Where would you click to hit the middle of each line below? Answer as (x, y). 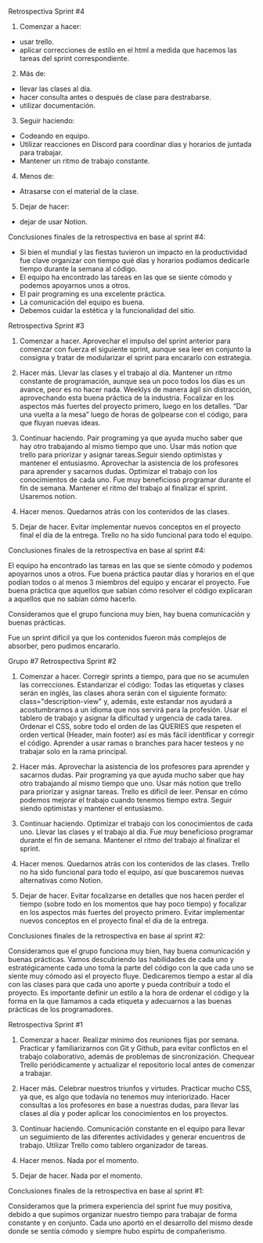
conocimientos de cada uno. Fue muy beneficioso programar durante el (135, 479)
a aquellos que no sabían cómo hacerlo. (72, 599)
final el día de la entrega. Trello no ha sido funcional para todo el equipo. (136, 535)
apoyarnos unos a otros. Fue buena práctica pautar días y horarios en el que (131, 574)
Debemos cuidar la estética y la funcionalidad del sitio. (107, 310)
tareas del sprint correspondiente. (74, 58)
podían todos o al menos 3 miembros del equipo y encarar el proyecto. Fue (129, 582)
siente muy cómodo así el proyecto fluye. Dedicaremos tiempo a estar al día (130, 976)
